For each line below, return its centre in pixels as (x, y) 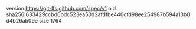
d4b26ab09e (22, 21)
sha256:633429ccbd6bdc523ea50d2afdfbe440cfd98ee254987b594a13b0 (98, 14)
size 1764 (50, 21)
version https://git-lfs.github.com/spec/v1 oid (61, 8)
